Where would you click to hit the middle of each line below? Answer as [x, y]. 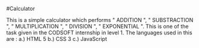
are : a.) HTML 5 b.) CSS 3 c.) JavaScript [57, 39]
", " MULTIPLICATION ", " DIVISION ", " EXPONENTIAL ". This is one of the [97, 26]
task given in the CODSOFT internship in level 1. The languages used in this [99, 33]
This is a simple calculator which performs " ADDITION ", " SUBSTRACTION [100, 20]
